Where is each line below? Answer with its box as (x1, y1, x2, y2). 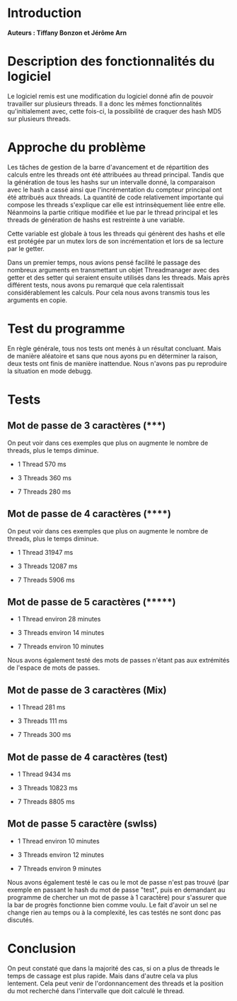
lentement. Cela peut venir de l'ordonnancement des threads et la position (7, 979, 224, 988)
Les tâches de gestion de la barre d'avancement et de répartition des (7, 162, 209, 171)
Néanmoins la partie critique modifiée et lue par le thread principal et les (7, 208, 218, 216)
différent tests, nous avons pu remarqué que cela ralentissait (7, 280, 184, 289)
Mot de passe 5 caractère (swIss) (7, 818, 158, 830)
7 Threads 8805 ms (17, 797, 76, 806)
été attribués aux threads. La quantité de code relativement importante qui (7, 193, 224, 201)
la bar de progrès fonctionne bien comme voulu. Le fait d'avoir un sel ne (7, 900, 218, 909)
